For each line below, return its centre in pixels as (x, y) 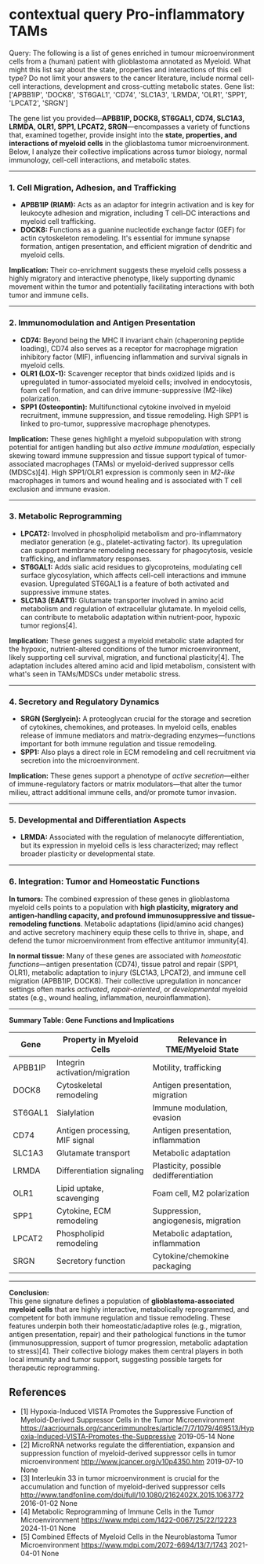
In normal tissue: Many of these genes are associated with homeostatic (125, 955)
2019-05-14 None (206, 1436)
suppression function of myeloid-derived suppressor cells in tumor (128, 1453)
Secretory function (91, 1261)
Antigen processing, (93, 1130)
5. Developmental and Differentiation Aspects (98, 820)
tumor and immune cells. (49, 295)
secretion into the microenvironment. (80, 760)
